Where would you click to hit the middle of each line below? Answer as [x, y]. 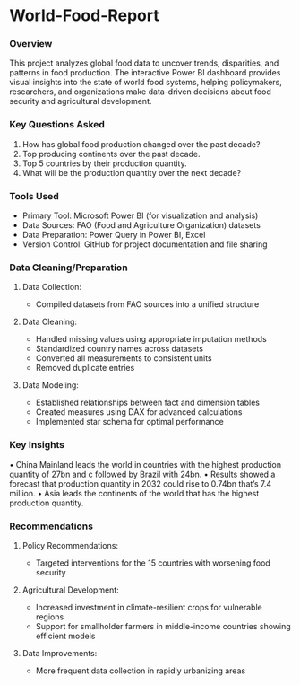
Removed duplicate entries [85, 368]
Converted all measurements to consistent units [124, 358]
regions [50, 617]
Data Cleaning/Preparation [69, 268]
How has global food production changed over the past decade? [141, 144]
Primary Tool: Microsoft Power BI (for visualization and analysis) [140, 215]
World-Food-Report [84, 16]
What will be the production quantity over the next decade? [132, 172]
